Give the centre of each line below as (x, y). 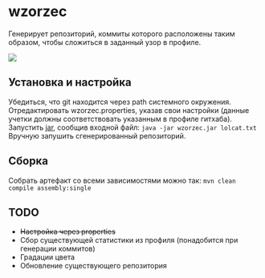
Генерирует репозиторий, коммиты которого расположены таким (122, 34)
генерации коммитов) (57, 249)
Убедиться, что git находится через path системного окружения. (120, 102)
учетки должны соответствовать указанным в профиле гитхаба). (120, 119)
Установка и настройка (70, 83)
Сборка (28, 161)
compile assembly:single (50, 188)
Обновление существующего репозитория (93, 266)
